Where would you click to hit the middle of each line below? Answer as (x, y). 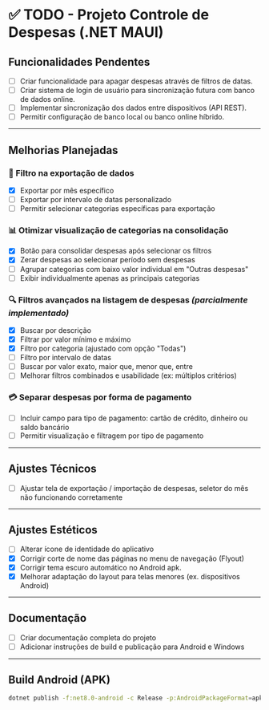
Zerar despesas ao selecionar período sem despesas (108, 260)
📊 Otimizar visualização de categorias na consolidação (118, 230)
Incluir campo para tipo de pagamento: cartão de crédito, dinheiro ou (134, 418)
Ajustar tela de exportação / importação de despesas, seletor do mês (134, 488)
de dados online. (48, 99)
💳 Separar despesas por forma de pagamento (100, 397)
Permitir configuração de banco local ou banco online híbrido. (122, 117)
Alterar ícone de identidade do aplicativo (87, 549)
